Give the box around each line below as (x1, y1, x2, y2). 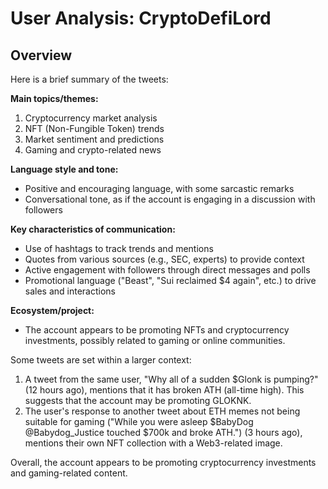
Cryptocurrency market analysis (24, 112, 158, 124)
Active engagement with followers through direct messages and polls (24, 264, 311, 276)
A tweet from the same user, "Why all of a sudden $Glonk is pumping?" (24, 373, 319, 385)
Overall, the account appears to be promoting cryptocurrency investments (10, 457, 317, 468)
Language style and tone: (10, 163, 119, 175)
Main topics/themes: (10, 93, 99, 104)
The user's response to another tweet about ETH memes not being (24, 405, 301, 417)
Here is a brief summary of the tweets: (10, 73, 169, 85)
